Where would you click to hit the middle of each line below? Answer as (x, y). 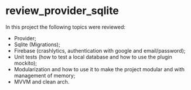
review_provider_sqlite (62, 11)
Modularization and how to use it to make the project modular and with (99, 69)
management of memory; (45, 75)
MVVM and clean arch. (42, 82)
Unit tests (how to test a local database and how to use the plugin (93, 57)
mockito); (25, 63)
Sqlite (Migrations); (37, 44)
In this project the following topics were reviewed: (66, 27)
